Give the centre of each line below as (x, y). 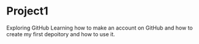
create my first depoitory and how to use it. (61, 34)
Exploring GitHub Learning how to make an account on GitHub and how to (99, 28)
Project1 (28, 11)
